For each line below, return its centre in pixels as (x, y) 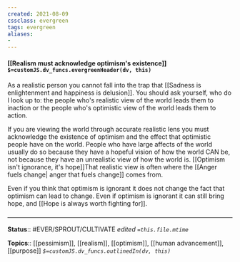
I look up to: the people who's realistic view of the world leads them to (111, 100)
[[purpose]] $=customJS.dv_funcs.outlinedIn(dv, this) (89, 251)
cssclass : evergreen (38, 21)
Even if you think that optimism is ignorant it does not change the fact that (116, 189)
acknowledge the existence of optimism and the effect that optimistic (109, 137)
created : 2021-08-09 (38, 14)
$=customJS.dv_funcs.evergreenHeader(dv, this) (80, 70)
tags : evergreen (31, 27)
